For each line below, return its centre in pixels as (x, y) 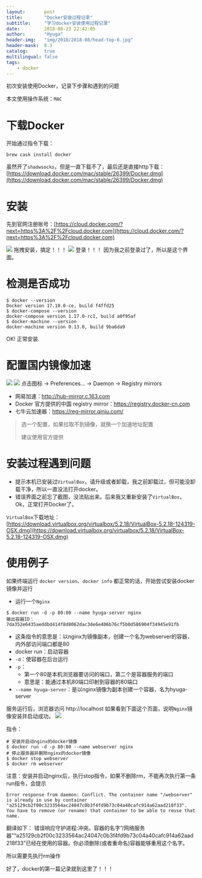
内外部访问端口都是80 (42, 644)
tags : (13, 62)
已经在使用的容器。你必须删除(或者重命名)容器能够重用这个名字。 (107, 843)
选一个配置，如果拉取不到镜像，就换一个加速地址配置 (87, 424)
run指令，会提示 (26, 783)
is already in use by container (47, 800)
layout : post (31, 12)
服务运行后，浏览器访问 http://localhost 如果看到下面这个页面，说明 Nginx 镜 (99, 709)
